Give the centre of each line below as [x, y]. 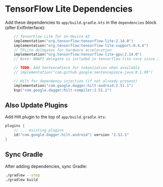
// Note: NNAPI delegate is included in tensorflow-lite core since [84, 59]
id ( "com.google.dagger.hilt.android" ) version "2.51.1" [72, 135]
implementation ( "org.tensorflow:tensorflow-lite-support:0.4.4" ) [81, 45]
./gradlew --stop [23, 175]
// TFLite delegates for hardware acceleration [63, 50]
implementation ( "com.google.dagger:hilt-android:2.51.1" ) [73, 85]
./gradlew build [21, 180]
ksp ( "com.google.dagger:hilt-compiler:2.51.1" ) [63, 90]
